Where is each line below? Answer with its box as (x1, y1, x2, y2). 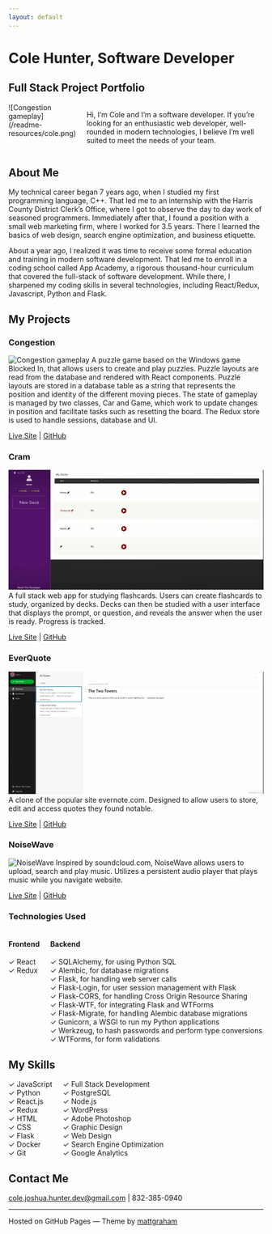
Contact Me (8, 1172, 69, 1185)
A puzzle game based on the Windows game (91, 355, 241, 365)
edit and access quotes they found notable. (8, 804, 154, 813)
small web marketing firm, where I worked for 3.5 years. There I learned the (8, 222, 261, 231)
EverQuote (8, 652, 52, 664)
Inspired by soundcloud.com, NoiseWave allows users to (55, 858, 244, 867)
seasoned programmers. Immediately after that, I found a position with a (8, 213, 249, 223)
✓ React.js (8, 1096, 44, 1106)
